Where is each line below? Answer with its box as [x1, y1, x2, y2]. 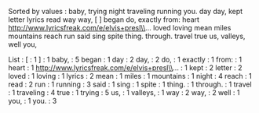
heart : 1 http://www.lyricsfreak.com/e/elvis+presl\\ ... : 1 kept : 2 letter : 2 [8, 63, 243, 72]
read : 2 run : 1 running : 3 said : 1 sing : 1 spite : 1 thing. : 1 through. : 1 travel [8, 79, 253, 89]
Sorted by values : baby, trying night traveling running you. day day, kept [8, 7, 243, 16]
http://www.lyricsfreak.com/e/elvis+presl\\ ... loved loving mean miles [8, 23, 232, 32]
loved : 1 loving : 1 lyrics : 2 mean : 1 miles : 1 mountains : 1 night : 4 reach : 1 [8, 72, 253, 80]
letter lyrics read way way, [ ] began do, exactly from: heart [8, 15, 200, 24]
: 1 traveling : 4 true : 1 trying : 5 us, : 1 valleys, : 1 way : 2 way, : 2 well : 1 [8, 88, 240, 97]
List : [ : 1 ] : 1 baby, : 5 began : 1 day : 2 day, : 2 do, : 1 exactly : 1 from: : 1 [8, 55, 243, 64]
